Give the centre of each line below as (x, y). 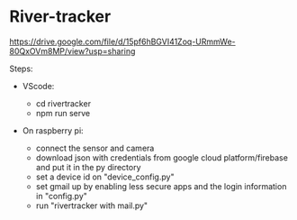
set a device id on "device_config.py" (105, 177)
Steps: (21, 69)
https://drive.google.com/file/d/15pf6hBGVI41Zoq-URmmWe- (122, 41)
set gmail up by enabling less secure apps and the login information (161, 186)
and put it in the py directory (88, 167)
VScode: (38, 86)
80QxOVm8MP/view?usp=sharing (72, 50)
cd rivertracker (63, 103)
